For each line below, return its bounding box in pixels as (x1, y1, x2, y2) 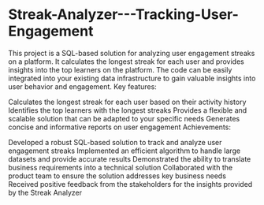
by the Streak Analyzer (8, 188, 83, 197)
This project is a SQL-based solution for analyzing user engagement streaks (8, 48, 255, 58)
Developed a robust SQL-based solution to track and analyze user (8, 137, 222, 147)
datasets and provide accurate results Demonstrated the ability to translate (8, 154, 251, 163)
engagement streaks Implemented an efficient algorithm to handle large (8, 146, 241, 155)
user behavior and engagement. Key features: (8, 81, 158, 91)
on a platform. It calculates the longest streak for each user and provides (8, 57, 244, 66)
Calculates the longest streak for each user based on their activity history (8, 97, 247, 106)
